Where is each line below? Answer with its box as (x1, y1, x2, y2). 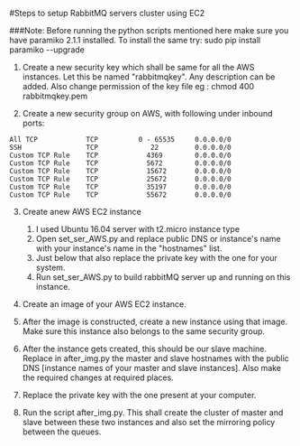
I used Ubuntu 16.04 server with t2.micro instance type (35, 224, 241, 234)
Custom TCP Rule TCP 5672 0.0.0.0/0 (9, 159, 232, 168)
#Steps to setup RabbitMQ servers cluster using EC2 (9, 8, 205, 18)
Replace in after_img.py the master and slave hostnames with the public (22, 353, 290, 364)
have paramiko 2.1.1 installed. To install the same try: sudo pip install (9, 35, 261, 45)
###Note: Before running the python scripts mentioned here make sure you (9, 25, 289, 35)
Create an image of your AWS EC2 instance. (22, 299, 186, 310)
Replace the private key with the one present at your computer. (22, 390, 257, 400)
